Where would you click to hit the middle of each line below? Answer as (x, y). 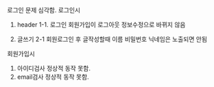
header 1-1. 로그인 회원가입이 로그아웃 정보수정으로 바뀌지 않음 (101, 25)
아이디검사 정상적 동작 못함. (54, 68)
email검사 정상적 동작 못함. (53, 77)
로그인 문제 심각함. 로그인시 (44, 10)
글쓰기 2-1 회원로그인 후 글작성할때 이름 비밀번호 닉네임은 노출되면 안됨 (112, 39)
